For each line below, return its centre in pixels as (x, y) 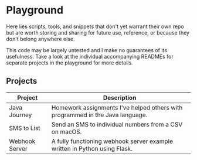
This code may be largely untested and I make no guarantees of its (86, 50)
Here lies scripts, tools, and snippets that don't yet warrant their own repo (95, 26)
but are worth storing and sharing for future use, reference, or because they (98, 32)
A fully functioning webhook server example (112, 141)
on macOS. (67, 131)
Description (120, 97)
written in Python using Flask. (92, 148)
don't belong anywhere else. (40, 39)
